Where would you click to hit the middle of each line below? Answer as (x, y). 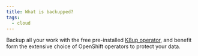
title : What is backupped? (40, 12)
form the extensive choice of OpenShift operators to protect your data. (94, 46)
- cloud (21, 23)
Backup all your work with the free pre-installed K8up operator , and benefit (99, 40)
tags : (13, 17)
